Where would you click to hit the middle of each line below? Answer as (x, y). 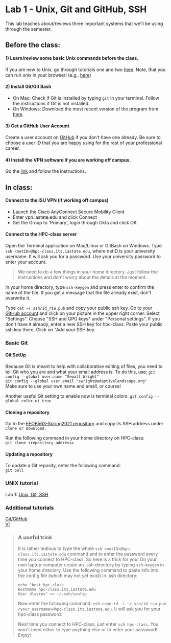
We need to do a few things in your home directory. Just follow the (88, 271)
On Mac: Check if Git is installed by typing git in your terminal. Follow (86, 98)
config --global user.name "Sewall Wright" (52, 377)
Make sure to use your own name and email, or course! (63, 386)
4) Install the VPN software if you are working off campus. (68, 160)
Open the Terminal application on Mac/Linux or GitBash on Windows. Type (84, 245)
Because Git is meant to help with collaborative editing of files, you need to (84, 366)
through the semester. (29, 29)
